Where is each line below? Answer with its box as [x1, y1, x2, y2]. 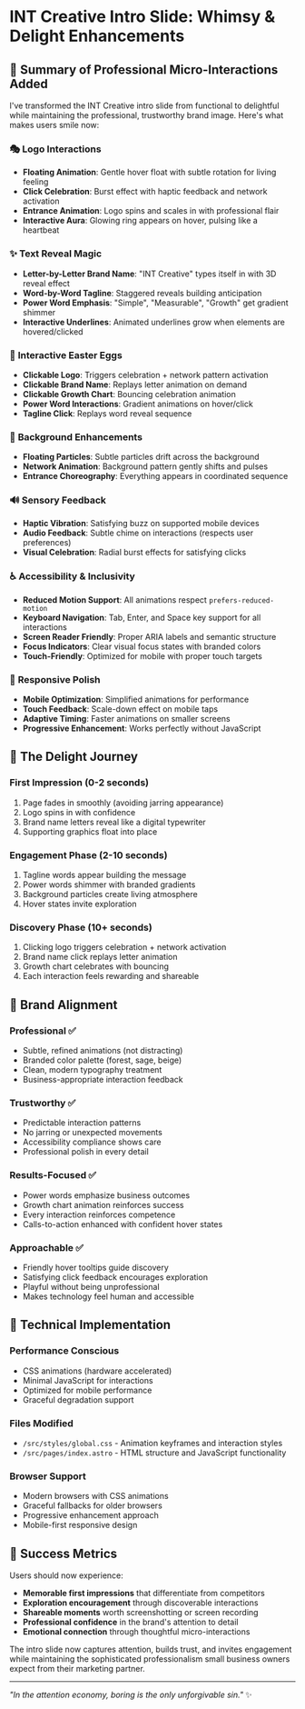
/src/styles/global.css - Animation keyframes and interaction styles [22, 1437, 283, 1448]
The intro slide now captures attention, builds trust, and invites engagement [9, 1644, 292, 1655]
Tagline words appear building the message [22, 870, 187, 881]
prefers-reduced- [208, 595, 275, 605]
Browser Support [9, 1470, 86, 1483]
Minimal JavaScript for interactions [22, 1374, 153, 1385]
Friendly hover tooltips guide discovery [22, 1262, 170, 1273]
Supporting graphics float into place [22, 825, 158, 837]
